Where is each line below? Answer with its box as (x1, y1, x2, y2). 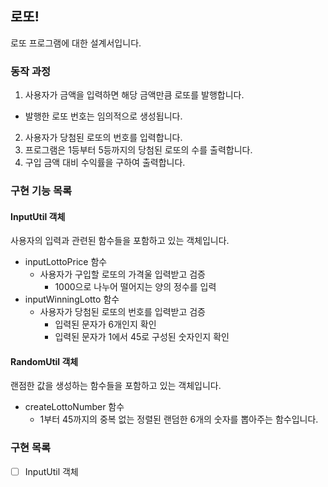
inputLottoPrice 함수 (24, 256, 108, 268)
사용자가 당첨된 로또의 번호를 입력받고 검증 (39, 306, 207, 318)
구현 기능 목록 (10, 184, 73, 198)
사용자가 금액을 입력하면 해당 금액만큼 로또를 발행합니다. (24, 89, 245, 101)
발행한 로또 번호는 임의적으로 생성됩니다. (24, 110, 183, 122)
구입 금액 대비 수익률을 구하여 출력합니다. (24, 157, 186, 169)
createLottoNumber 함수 (24, 401, 125, 413)
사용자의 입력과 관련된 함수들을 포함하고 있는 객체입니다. (10, 235, 230, 247)
